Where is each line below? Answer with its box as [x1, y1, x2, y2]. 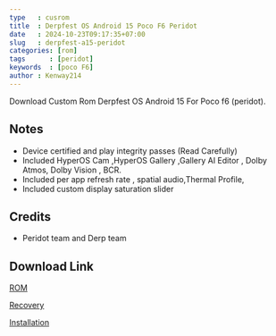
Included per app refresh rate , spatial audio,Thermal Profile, [21, 173, 245, 184]
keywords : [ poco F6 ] [9, 63, 94, 72]
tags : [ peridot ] [9, 55, 94, 63]
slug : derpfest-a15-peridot [9, 38, 126, 47]
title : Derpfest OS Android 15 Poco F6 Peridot [9, 21, 198, 30]
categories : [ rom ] [9, 46, 78, 55]
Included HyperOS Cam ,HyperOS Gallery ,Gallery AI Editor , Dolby [21, 155, 268, 165]
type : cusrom [9, 13, 70, 22]
